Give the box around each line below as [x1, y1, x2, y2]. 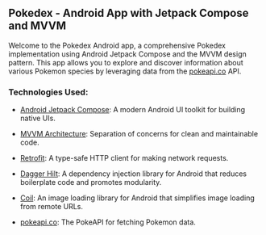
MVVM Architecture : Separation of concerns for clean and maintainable [19, 129, 259, 139]
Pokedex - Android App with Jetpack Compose [8, 6, 249, 20]
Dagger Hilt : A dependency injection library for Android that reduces [19, 169, 247, 178]
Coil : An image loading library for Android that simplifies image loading [19, 193, 256, 203]
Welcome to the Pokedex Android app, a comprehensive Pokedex [8, 40, 226, 50]
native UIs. [19, 113, 56, 124]
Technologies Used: [8, 86, 89, 98]
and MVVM [8, 19, 67, 33]
